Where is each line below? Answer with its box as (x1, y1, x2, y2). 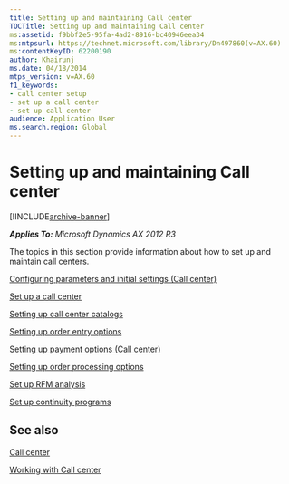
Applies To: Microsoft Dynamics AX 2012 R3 (9, 228, 177, 239)
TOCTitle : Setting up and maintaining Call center (9, 22, 205, 31)
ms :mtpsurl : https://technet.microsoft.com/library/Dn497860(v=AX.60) (9, 38, 282, 48)
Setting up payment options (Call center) (9, 344, 161, 354)
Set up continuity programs (9, 396, 111, 407)
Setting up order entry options (9, 325, 122, 336)
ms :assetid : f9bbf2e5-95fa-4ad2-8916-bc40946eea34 (9, 30, 205, 39)
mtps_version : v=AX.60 (9, 73, 95, 82)
